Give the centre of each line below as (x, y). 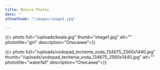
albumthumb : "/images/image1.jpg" (40, 19)
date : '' (14, 14)
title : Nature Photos (27, 10)
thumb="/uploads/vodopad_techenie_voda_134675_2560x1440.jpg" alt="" (80, 57)
